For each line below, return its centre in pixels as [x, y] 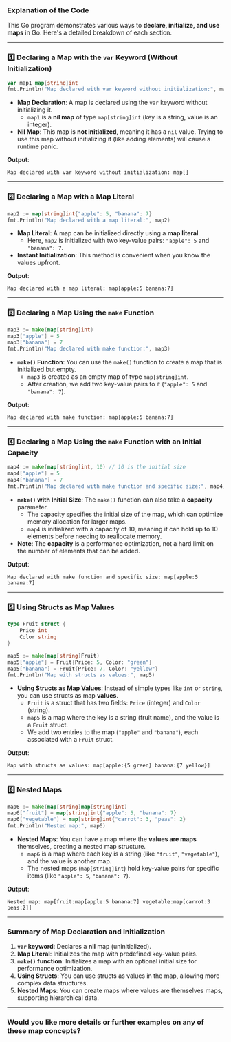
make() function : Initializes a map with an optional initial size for [107, 961]
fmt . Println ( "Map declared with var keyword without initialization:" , [112, 89]
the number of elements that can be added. [79, 551]
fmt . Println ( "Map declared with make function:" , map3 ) [89, 349]
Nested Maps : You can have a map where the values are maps [107, 839]
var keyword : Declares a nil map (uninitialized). [84, 947]
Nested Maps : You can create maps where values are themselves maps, [120, 991]
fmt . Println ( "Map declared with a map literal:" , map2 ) [89, 220]
